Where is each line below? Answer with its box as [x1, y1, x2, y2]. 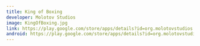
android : [6, 31, 28, 37]
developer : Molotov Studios [6, 14, 76, 20]
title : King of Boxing [6, 8, 62, 15]
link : [6, 25, 20, 32]
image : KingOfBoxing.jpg [6, 20, 68, 26]
